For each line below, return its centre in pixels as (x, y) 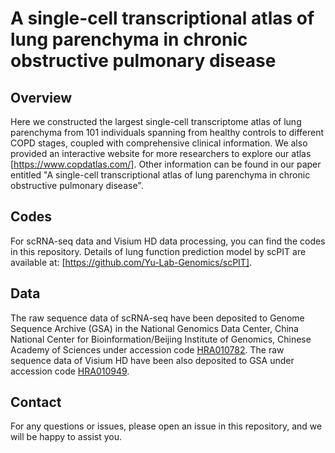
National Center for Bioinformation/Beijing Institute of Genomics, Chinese (161, 339)
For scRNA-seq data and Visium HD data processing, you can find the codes (168, 241)
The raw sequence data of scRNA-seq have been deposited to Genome (157, 318)
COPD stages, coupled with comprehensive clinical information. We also (159, 143)
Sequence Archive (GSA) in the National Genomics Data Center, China (154, 328)
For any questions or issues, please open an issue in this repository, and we (166, 426)
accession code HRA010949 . (70, 371)
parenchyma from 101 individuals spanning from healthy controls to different (167, 132)
